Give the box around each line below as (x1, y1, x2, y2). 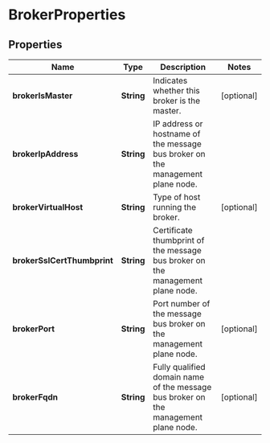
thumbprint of (152, 235, 205, 246)
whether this (152, 85, 200, 96)
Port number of (152, 298, 211, 309)
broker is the (152, 95, 201, 106)
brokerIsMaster (12, 90, 73, 101)
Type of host (152, 191, 201, 203)
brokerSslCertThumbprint (12, 255, 114, 266)
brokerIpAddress (12, 149, 79, 159)
